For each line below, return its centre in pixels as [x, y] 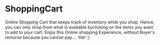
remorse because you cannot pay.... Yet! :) [47, 37]
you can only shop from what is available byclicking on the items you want [79, 27]
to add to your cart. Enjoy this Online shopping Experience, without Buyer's [80, 32]
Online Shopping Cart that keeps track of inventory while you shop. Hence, [80, 22]
